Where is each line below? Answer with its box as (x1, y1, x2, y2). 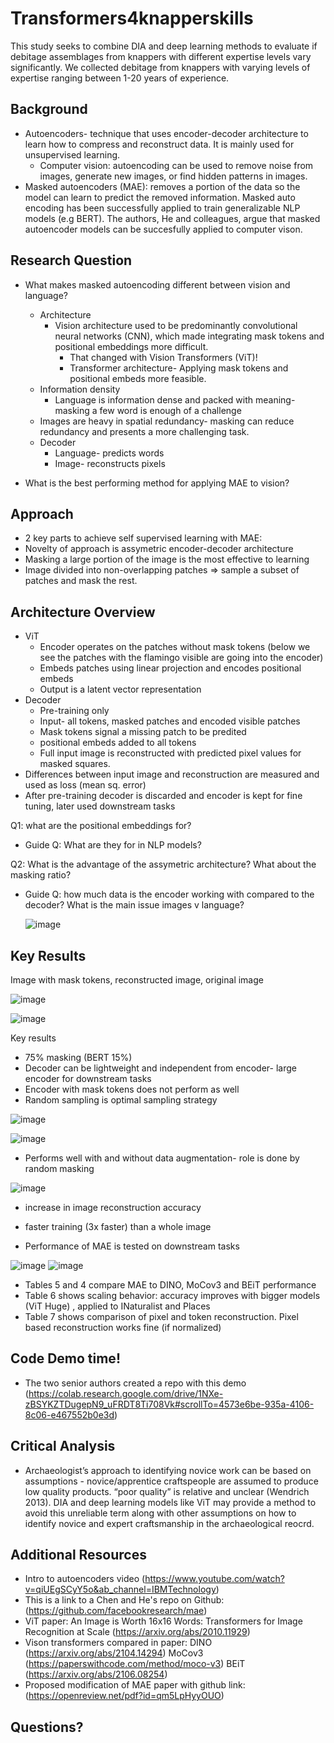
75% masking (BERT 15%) (24, 1052, 133, 1063)
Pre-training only (39, 705, 110, 717)
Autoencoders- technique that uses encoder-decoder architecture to (24, 127, 309, 139)
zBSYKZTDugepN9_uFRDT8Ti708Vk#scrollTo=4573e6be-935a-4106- (24, 1398, 315, 1410)
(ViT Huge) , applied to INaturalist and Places (24, 1300, 211, 1312)
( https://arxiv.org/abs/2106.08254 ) (24, 1668, 168, 1681)
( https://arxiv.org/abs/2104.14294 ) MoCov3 (24, 1647, 204, 1659)
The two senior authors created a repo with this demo (24, 1377, 247, 1389)
